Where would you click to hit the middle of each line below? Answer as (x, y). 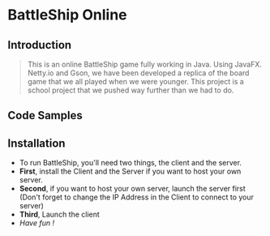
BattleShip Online (67, 15)
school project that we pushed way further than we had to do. (131, 90)
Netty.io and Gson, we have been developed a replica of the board (138, 73)
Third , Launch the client (60, 215)
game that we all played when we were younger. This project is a (135, 82)
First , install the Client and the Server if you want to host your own (130, 171)
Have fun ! (36, 223)
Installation (36, 143)
